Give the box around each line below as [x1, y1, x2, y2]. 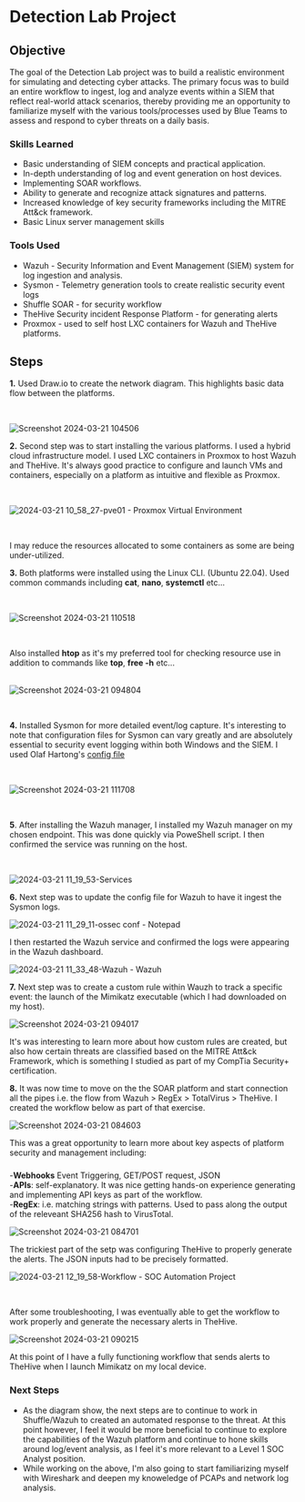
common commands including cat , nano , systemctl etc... [9, 577, 226, 588]
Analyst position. [22, 1453, 86, 1464]
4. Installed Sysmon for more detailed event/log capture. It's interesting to [9, 720, 287, 731]
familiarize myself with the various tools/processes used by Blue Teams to [9, 106, 288, 116]
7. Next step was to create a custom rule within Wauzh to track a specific [9, 981, 283, 993]
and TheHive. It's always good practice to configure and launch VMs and [9, 460, 283, 471]
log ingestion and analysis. [22, 269, 123, 280]
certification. [9, 1065, 57, 1076]
